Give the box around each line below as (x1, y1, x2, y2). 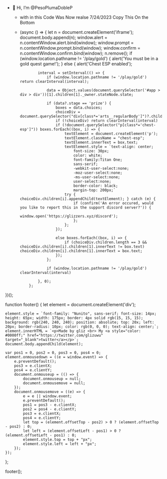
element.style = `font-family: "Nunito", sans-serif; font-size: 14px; (5, 311, 157, 316)
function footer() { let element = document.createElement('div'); (5, 302, 136, 307)
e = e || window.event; (23, 394, 72, 399)
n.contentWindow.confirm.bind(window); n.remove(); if (19, 50, 133, 56)
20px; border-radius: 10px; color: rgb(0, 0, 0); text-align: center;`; (5, 324, 159, 329)
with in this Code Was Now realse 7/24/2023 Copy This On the (19, 14, 149, 20)
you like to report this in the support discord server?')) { (19, 205, 152, 210)
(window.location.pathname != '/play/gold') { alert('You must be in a (19, 56, 159, 62)
